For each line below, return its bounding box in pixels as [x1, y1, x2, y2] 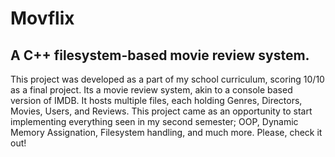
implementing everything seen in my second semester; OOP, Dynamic [10, 116, 299, 127]
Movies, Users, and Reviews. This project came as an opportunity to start [10, 105, 313, 117]
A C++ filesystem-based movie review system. [10, 47, 310, 64]
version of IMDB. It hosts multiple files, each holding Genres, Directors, [10, 95, 303, 106]
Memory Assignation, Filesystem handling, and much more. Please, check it [10, 127, 323, 138]
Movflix [10, 7, 75, 30]
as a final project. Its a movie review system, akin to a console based [10, 84, 293, 96]
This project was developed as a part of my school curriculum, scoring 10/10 [10, 73, 325, 85]
